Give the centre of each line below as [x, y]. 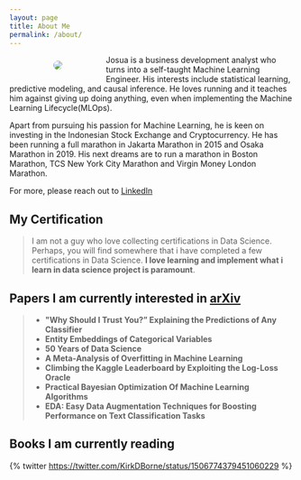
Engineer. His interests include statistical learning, [198, 79]
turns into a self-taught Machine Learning [183, 69]
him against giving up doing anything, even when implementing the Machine [151, 98]
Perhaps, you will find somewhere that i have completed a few [147, 251]
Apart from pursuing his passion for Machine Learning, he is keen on [137, 125]
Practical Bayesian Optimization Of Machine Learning [147, 387]
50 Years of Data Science [93, 349]
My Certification [56, 219]
